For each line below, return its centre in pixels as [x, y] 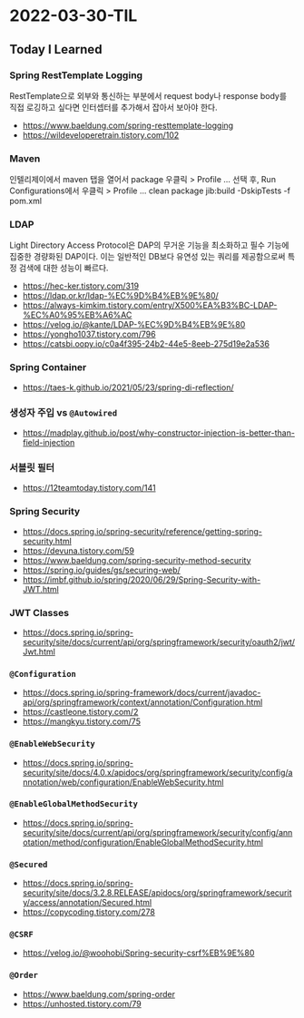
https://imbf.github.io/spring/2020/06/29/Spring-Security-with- [142, 579]
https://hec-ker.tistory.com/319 [80, 286]
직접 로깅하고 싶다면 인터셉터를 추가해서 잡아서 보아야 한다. [113, 107]
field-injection [49, 443]
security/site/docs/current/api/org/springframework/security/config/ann [157, 832]
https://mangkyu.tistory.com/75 [81, 721]
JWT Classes [39, 612]
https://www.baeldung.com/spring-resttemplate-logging [128, 125]
